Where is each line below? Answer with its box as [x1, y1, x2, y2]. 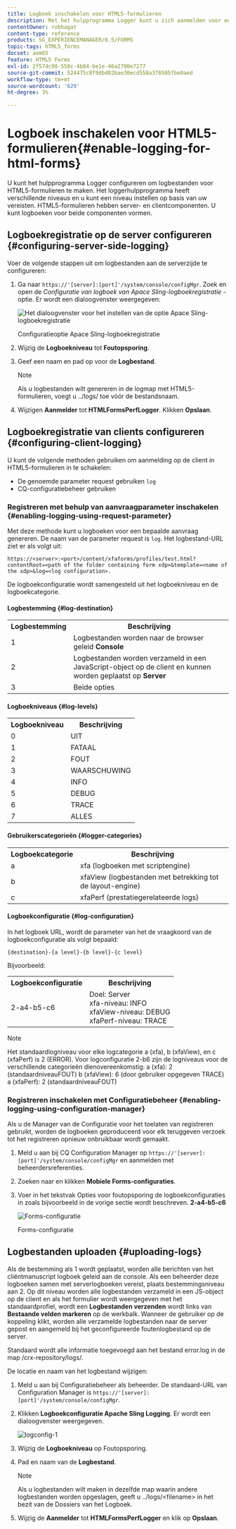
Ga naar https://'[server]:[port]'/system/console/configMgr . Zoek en [17, 280, 227, 288]
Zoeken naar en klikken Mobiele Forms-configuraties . [17, 1177, 176, 1186]
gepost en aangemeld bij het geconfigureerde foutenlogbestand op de [7, 1325, 211, 1333]
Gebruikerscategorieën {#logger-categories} [7, 831, 143, 840]
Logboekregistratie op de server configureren [7, 229, 212, 241]
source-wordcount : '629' [7, 82, 80, 90]
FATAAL [70, 743, 97, 753]
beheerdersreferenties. [17, 1164, 84, 1172]
